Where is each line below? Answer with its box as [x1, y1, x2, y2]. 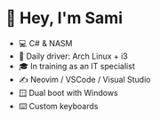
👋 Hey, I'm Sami [5, 8, 124, 28]
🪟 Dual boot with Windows [18, 87, 118, 98]
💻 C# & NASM [18, 37, 73, 48]
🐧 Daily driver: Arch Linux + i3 [18, 51, 128, 61]
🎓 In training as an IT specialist [18, 60, 136, 71]
